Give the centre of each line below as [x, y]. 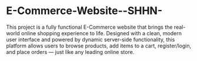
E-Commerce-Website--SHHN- [84, 11]
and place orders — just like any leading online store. [70, 52]
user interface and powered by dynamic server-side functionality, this [91, 39]
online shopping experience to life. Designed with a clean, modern [101, 33]
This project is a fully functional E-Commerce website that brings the [89, 27]
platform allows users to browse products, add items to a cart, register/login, [99, 46]
